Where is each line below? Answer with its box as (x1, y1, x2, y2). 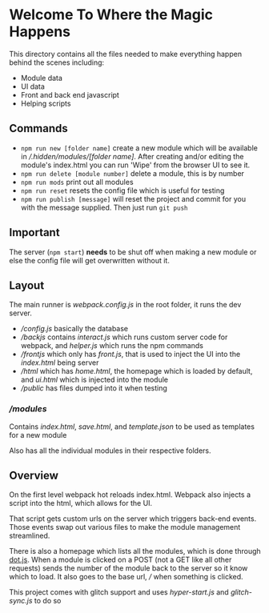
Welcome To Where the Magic (9, 6, 214, 24)
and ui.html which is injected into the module (20, 375, 169, 385)
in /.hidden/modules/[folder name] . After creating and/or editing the (20, 151, 244, 161)
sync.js (9, 596, 33, 606)
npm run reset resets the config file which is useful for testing (20, 186, 225, 195)
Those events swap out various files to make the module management (9, 523, 241, 532)
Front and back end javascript (20, 90, 119, 99)
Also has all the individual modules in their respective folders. (9, 446, 211, 455)
